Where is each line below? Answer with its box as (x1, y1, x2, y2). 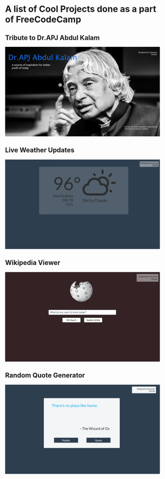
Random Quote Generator (5, 371, 85, 380)
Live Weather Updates (5, 146, 75, 155)
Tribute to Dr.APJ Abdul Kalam (5, 33, 100, 42)
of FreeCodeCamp (5, 14, 82, 25)
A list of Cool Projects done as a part (5, 3, 157, 15)
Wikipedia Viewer (5, 258, 60, 267)
